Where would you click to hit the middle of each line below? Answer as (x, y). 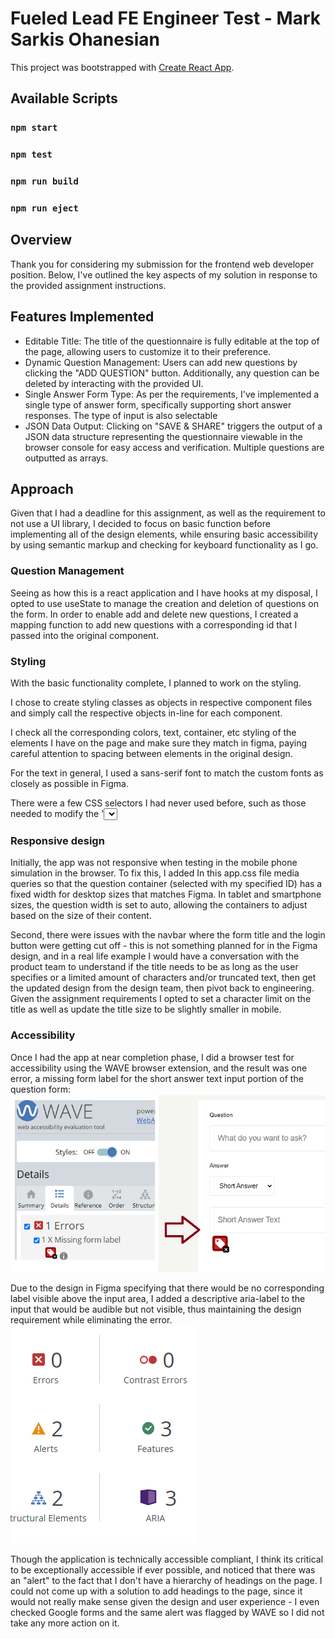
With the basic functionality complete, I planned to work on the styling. (156, 683)
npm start (34, 128)
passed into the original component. (84, 635)
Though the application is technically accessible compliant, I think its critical (167, 1559)
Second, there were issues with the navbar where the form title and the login (168, 935)
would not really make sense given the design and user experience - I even (165, 1601)
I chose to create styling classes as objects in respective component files (161, 703)
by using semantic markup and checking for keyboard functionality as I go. (164, 545)
